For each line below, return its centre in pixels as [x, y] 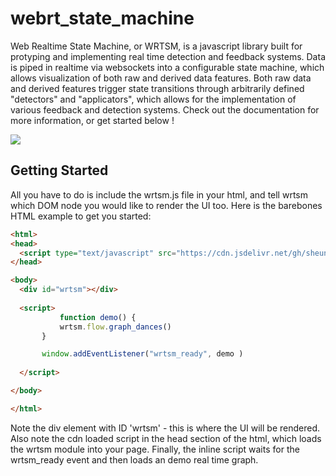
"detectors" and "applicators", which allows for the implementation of [153, 99]
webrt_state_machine [102, 18]
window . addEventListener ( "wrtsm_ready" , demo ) [142, 354]
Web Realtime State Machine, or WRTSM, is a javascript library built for [156, 46]
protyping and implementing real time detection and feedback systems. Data [168, 56]
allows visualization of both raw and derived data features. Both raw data [161, 78]
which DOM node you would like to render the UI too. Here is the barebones [166, 205]
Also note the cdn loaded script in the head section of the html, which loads [166, 438]
